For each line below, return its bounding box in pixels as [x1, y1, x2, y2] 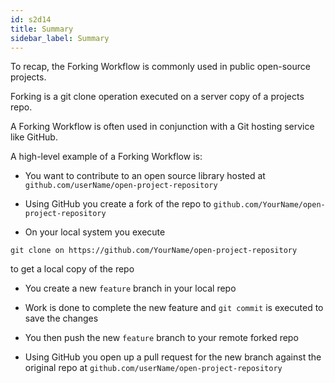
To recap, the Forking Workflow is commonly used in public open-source [10, 61, 311, 73]
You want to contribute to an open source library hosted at [24, 170, 266, 182]
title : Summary [10, 24, 74, 34]
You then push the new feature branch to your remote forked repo [24, 332, 299, 344]
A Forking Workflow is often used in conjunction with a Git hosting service [10, 121, 315, 133]
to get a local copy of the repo [10, 263, 135, 275]
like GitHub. [10, 131, 58, 143]
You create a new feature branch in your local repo [24, 282, 237, 295]
